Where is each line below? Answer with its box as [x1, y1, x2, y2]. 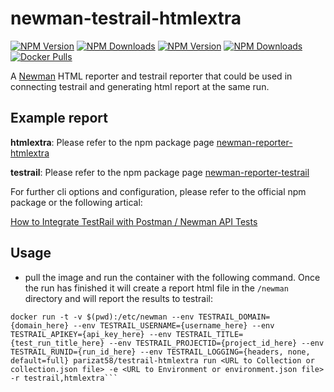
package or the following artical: [10, 196, 143, 208]
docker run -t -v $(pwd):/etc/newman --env [10, 312, 195, 322]
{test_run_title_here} [10, 338, 105, 348]
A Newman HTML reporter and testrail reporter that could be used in [10, 70, 293, 82]
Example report [10, 110, 108, 127]
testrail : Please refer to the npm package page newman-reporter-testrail [10, 166, 310, 178]
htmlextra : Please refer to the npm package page [10, 136, 215, 148]
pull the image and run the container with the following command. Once [24, 271, 321, 283]
